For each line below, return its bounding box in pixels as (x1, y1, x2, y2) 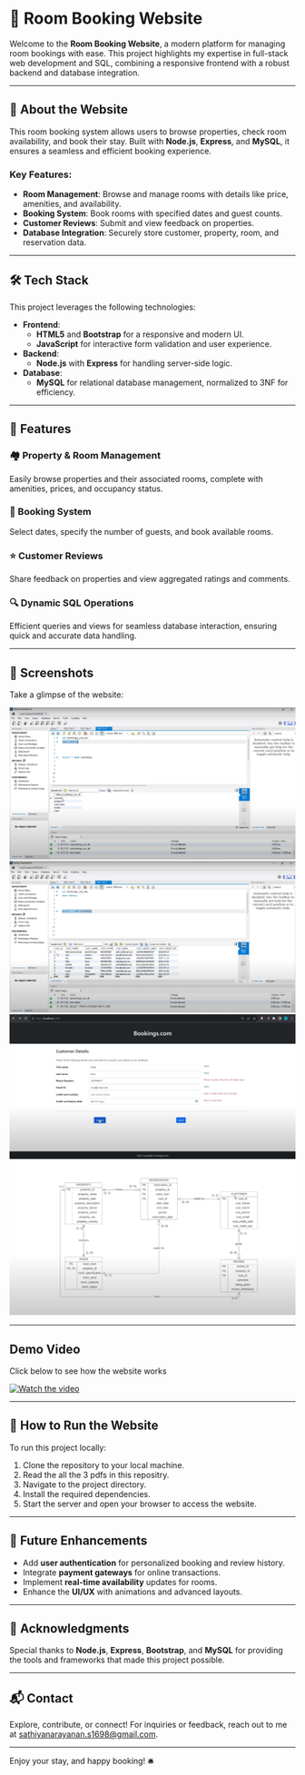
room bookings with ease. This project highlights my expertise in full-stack (9, 47, 289, 58)
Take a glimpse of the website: (9, 689, 124, 700)
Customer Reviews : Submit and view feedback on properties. (22, 218, 255, 229)
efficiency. (35, 386, 75, 398)
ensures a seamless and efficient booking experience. (9, 145, 212, 156)
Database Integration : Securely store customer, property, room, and (22, 227, 280, 239)
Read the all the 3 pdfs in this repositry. (22, 1469, 170, 1480)
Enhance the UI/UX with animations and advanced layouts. (22, 1586, 243, 1597)
